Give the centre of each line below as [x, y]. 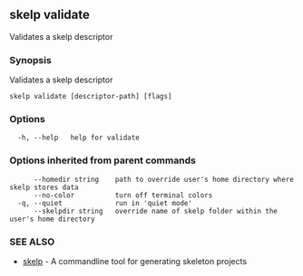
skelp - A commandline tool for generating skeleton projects [135, 261]
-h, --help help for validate [79, 138]
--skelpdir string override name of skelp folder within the [156, 211]
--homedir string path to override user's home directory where [164, 179]
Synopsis [30, 60]
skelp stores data [44, 187]
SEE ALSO [32, 242]
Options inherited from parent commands [103, 160]
